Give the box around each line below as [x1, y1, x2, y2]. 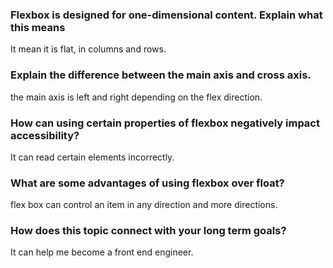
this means [10, 20, 66, 34]
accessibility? [10, 128, 80, 142]
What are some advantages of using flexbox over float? [10, 176, 285, 190]
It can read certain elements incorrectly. [10, 151, 175, 163]
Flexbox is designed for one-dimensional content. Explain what [10, 8, 323, 22]
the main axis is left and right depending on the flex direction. [10, 91, 263, 103]
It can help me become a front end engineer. [10, 246, 194, 258]
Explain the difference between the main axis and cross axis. [10, 68, 312, 82]
